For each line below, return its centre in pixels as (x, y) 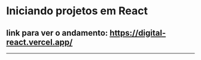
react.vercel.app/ (39, 42)
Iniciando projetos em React (77, 11)
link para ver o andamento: (57, 33)
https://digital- (138, 33)
